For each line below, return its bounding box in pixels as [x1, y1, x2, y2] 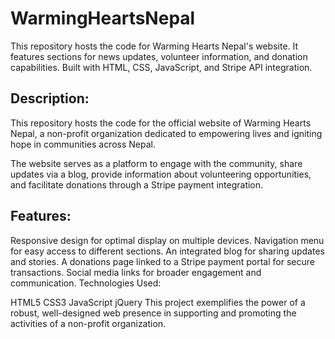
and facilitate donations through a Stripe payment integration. [10, 178, 264, 191]
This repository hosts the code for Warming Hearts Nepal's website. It [10, 40, 299, 52]
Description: [10, 90, 90, 107]
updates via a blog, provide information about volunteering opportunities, [10, 168, 312, 180]
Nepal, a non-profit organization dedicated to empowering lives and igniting [10, 127, 323, 139]
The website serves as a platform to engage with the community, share [10, 157, 303, 169]
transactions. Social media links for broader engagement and [10, 266, 262, 278]
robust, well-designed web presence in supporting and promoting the [10, 307, 297, 319]
